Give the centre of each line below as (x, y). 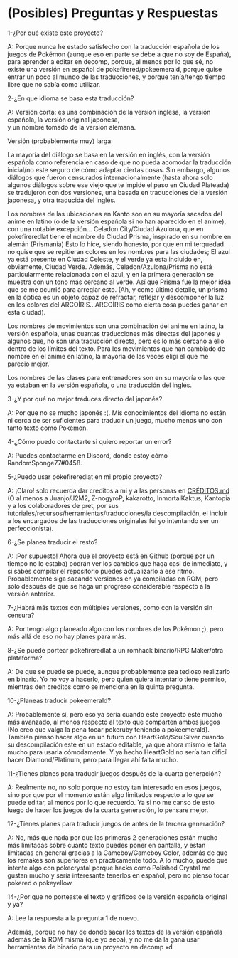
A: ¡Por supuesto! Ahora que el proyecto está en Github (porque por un (111, 556)
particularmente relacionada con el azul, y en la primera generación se (111, 274)
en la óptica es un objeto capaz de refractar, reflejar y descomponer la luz (116, 297)
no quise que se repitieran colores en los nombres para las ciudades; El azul (119, 251)
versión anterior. (31, 594)
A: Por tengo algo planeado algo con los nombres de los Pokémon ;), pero (115, 628)
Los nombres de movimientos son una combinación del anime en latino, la (115, 326)
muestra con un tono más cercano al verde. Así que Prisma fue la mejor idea (119, 282)
